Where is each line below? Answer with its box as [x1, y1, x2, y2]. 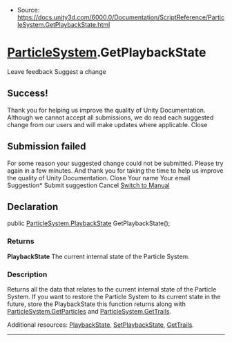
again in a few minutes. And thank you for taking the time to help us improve [7, 166, 224, 175]
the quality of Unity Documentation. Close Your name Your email [7, 173, 191, 182]
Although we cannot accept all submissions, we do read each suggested [7, 113, 214, 122]
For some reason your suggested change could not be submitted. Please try [7, 159, 224, 167]
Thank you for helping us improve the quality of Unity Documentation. [7, 106, 206, 114]
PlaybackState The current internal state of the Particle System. [7, 252, 190, 260]
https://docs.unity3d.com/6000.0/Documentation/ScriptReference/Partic [17, 13, 225, 21]
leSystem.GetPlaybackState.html [17, 21, 110, 28]
